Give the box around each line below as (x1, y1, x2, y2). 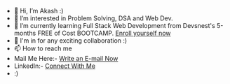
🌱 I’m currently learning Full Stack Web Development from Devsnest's (13, 22, 215, 29)
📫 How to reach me (13, 44, 72, 52)
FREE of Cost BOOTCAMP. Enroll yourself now (37, 29, 171, 37)
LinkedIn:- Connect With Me (13, 62, 96, 70)
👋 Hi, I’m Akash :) (13, 7, 64, 15)
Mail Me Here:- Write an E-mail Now (13, 55, 119, 62)
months (13, 29, 36, 37)
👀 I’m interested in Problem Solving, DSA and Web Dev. (13, 14, 173, 22)
